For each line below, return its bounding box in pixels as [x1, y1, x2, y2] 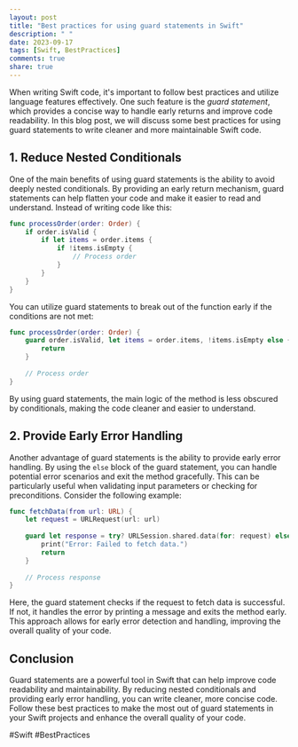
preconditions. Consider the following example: [9, 490, 182, 500]
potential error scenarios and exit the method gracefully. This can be [9, 471, 260, 482]
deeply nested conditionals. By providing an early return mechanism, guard [9, 183, 285, 193]
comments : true [9, 54, 66, 63]
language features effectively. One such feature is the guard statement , [9, 96, 271, 106]
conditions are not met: [9, 311, 94, 321]
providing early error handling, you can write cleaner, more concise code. [9, 694, 278, 704]
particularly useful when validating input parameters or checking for [9, 480, 258, 491]
